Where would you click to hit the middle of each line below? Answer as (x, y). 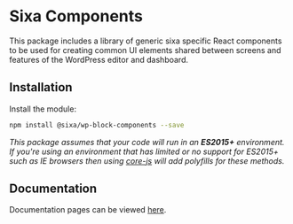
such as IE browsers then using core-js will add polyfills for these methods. (147, 160)
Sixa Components (76, 16)
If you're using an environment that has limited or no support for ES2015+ (144, 151)
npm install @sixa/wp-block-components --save (97, 125)
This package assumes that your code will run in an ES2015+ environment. (147, 142)
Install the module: (43, 109)
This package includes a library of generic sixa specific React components (146, 41)
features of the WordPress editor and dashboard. (99, 59)
